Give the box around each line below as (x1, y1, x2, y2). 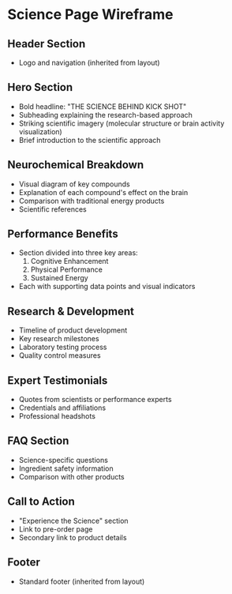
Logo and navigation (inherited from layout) (18, 58, 160, 67)
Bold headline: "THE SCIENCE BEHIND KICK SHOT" (18, 101, 187, 111)
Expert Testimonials (7, 374, 108, 387)
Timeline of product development (18, 325, 128, 335)
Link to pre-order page (18, 524, 93, 534)
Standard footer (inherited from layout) (18, 577, 145, 586)
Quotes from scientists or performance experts (18, 395, 172, 404)
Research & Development (7, 304, 135, 318)
